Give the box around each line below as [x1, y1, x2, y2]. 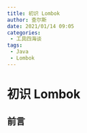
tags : [7, 42, 22, 49]
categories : [7, 29, 41, 36]
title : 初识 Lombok [7, 10, 60, 17]
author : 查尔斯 [7, 16, 47, 23]
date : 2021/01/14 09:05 [7, 23, 75, 29]
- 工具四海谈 [10, 36, 42, 43]
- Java [10, 49, 29, 56]
